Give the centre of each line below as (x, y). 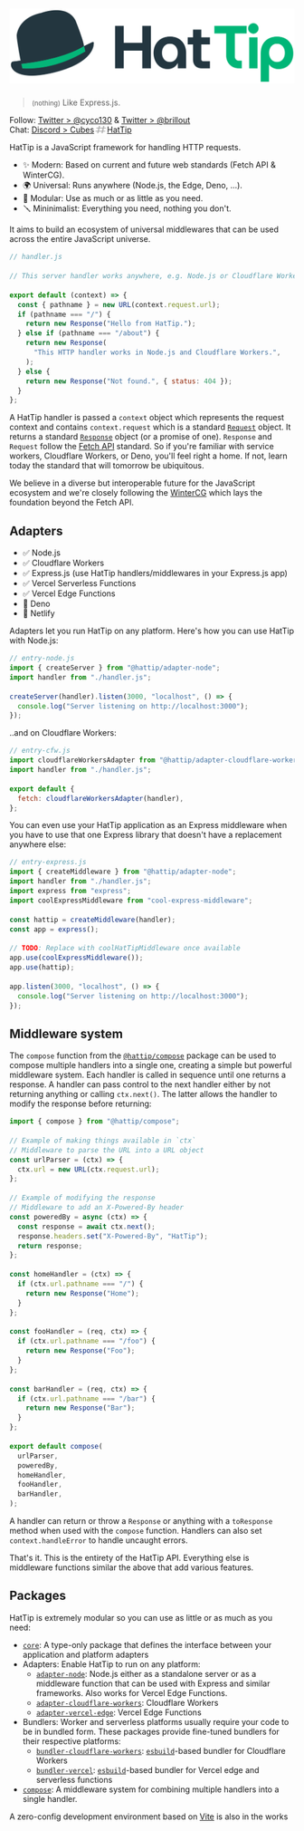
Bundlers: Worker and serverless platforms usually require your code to (156, 1721)
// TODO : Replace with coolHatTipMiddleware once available (125, 949)
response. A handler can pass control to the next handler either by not (140, 1084)
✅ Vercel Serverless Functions (79, 583)
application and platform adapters (85, 1654)
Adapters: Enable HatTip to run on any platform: (111, 1664)
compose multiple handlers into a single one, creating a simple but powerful (151, 1065)
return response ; (50, 1246)
